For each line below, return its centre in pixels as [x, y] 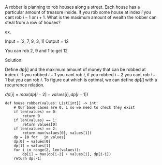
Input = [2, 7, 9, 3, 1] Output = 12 [37, 41]
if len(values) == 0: [35, 112]
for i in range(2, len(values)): [47, 150]
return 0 [31, 116]
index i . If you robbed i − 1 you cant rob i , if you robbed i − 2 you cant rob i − [81, 74]
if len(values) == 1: [35, 120]
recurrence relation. [25, 85]
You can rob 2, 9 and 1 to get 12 [36, 51]
